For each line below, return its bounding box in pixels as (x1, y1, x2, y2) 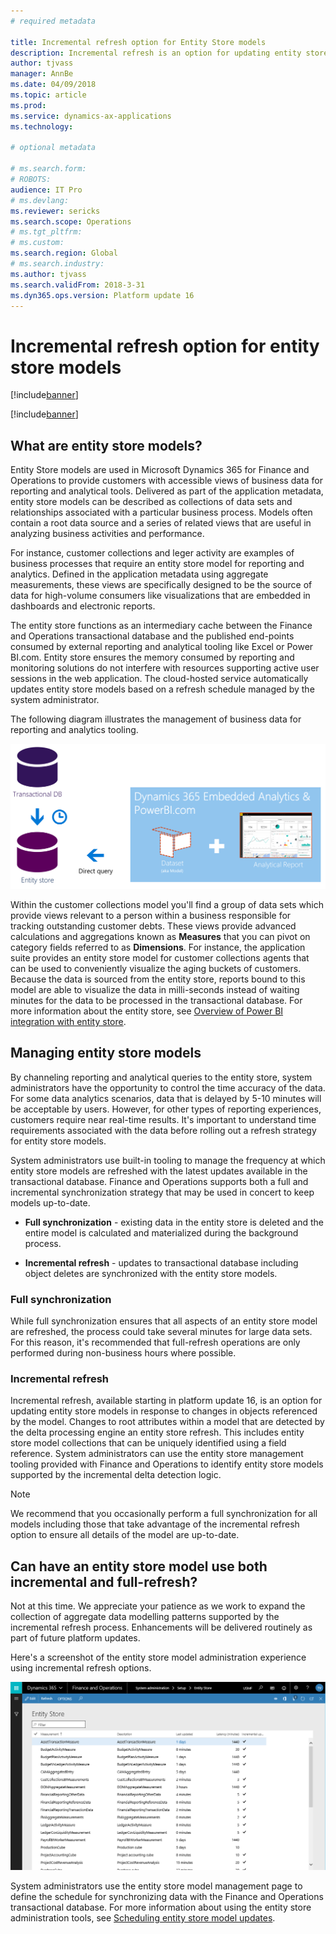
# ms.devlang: (10, 195, 70, 205)
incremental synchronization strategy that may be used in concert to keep (10, 1186, 315, 1198)
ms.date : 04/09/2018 (10, 80, 97, 90)
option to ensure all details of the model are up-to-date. (10, 1529, 240, 1541)
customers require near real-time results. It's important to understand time (10, 1113, 317, 1125)
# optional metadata (10, 143, 97, 153)
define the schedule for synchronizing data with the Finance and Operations (10, 1890, 324, 1902)
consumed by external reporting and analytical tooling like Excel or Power (10, 641, 314, 653)
